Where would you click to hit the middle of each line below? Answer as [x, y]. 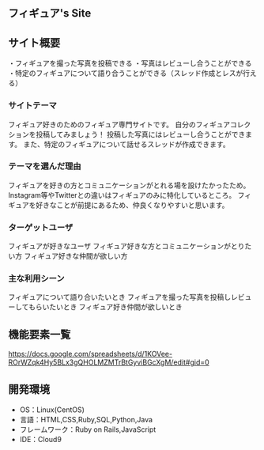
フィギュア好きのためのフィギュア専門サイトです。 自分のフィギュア [119, 124]
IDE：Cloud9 [40, 440]
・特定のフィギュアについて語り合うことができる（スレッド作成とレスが [126, 74]
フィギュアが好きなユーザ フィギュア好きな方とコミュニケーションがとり [126, 246]
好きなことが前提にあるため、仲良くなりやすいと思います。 [132, 205]
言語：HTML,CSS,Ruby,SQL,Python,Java [86, 420]
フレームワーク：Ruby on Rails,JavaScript [88, 429]
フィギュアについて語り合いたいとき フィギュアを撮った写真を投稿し [120, 297]
